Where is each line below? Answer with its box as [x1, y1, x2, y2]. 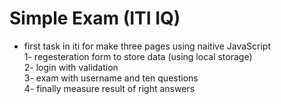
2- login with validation [23, 61, 119, 73]
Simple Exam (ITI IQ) [9, 7, 181, 30]
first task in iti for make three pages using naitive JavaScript [23, 40, 272, 52]
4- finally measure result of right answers [23, 82, 196, 94]
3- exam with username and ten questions [23, 72, 199, 84]
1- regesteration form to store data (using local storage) [23, 50, 253, 62]
